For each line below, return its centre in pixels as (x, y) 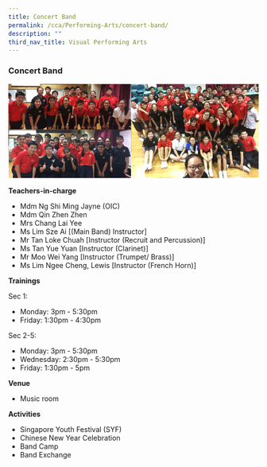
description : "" (35, 33)
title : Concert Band (43, 17)
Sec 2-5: (23, 335)
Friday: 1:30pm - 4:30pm (60, 320)
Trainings (24, 280)
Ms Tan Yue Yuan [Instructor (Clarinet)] (84, 248)
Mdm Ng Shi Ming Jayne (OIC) (70, 206)
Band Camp (39, 446)
